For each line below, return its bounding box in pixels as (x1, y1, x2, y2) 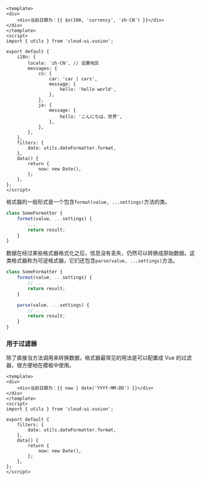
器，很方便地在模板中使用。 (6, 362, 75, 369)
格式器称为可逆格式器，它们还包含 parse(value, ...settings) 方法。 (11, 257, 178, 264)
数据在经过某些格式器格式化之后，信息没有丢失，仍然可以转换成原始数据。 (6, 249, 190, 257)
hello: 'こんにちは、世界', (59, 114, 123, 120)
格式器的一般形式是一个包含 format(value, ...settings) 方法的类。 (6, 198, 170, 205)
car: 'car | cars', (48, 76, 98, 82)
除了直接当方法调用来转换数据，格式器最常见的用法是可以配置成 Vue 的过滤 (6, 354, 192, 361)
